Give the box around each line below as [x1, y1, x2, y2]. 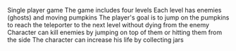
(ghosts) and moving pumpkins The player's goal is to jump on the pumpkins [7, 13, 230, 22]
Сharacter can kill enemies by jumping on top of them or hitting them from [7, 28, 223, 36]
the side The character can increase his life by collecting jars [7, 36, 185, 44]
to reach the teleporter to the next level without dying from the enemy [7, 21, 210, 29]
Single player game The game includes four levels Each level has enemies [7, 6, 222, 14]
